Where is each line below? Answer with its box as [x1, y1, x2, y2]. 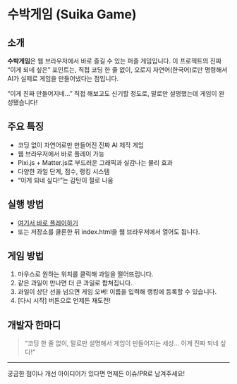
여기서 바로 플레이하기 [17, 218, 79, 227]
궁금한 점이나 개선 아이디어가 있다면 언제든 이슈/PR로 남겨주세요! [7, 369, 186, 378]
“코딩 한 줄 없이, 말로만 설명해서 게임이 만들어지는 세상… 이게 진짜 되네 [24, 339, 219, 347]
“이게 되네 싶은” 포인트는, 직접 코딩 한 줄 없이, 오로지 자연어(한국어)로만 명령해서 [7, 66, 228, 74]
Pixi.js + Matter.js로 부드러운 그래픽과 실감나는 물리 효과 [17, 158, 173, 166]
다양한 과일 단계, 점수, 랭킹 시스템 [17, 167, 110, 175]
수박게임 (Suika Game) [7, 6, 137, 23]
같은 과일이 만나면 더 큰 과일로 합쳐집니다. [17, 279, 133, 287]
